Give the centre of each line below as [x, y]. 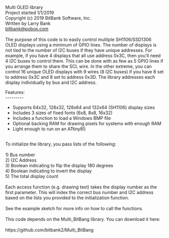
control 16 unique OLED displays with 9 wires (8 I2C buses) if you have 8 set [84, 72]
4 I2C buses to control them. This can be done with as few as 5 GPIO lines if [84, 61]
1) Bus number [20, 155]
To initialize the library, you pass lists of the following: [61, 144]
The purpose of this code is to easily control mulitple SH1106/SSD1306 [78, 39]
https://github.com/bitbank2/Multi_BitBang [49, 230]
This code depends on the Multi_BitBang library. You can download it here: [83, 219]
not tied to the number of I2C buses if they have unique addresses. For [79, 50]
